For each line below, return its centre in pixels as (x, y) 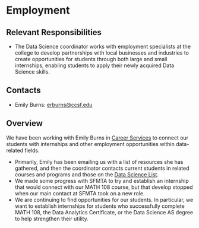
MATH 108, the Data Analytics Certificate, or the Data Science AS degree (104, 212)
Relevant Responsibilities (54, 32)
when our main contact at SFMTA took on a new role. (80, 193)
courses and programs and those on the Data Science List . (87, 174)
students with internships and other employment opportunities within (91, 144)
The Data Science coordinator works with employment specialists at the (103, 46)
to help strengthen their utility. (51, 218)
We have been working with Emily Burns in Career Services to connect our (97, 138)
